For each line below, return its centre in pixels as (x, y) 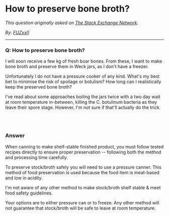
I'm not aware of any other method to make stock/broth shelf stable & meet (83, 187)
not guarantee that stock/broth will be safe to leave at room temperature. (80, 208)
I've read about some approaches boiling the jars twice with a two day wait (83, 97)
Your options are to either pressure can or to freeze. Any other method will (82, 202)
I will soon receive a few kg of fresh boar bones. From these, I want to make (84, 61)
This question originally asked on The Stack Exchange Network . (72, 23)
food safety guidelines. (29, 193)
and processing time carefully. (36, 157)
